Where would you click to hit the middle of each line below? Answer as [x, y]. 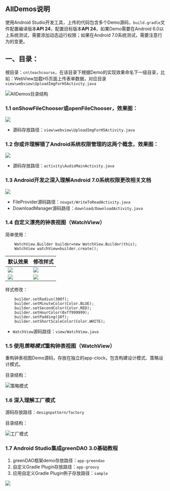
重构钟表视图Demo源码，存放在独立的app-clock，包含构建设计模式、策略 [82, 358]
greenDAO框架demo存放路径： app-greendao [59, 460]
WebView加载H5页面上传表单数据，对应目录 [60, 78]
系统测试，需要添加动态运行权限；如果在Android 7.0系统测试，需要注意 [84, 35]
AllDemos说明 [28, 9]
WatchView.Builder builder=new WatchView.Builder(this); [76, 244]
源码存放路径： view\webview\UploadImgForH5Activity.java [74, 130]
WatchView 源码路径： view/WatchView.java [56, 331]
